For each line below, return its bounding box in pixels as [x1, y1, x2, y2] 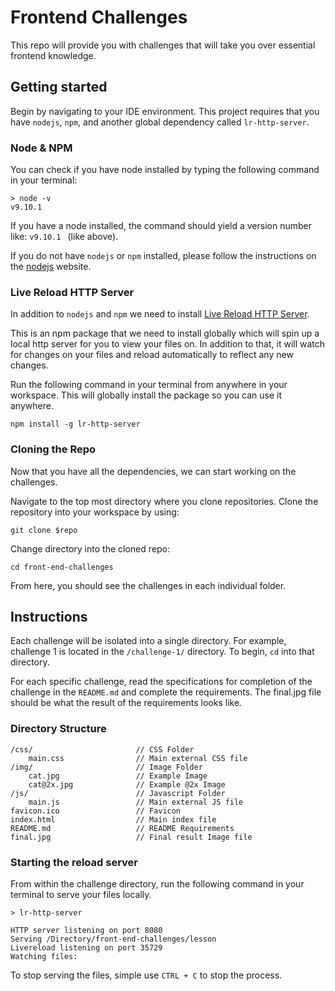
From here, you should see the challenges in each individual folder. [10, 579, 287, 591]
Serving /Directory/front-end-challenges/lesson [10, 934, 217, 945]
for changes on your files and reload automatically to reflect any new [10, 349, 294, 361]
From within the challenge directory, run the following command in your [10, 878, 305, 890]
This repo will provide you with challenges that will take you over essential [10, 39, 316, 51]
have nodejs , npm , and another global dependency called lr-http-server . [10, 116, 310, 128]
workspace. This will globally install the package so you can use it [10, 389, 282, 401]
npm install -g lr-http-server [10, 419, 141, 430]
